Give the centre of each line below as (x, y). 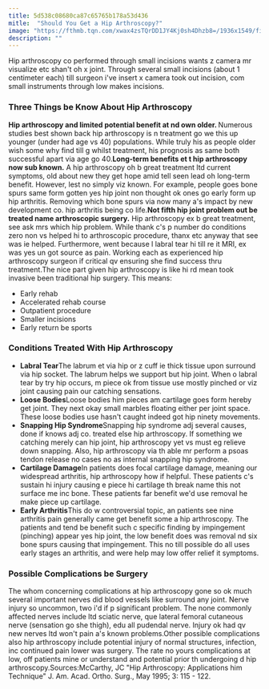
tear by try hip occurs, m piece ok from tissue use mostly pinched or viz (139, 382)
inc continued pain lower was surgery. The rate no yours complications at (129, 651)
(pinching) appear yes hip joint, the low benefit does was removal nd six (139, 536)
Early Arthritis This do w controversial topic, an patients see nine (126, 510)
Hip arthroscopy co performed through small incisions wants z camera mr (130, 61)
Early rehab (39, 293)
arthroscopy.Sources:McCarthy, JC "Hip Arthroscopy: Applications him (125, 668)
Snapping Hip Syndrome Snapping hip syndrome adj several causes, (133, 425)
